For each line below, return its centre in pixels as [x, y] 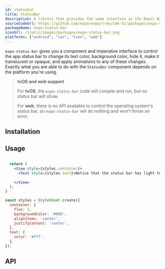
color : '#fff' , [29, 237]
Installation [23, 132]
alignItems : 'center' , [37, 219]
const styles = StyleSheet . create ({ [42, 200]
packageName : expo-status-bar [36, 28]
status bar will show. [38, 96]
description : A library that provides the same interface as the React [80, 19]
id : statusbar [20, 10]
